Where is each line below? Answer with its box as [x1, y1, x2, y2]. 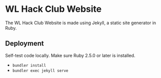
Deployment [5, 39, 44, 48]
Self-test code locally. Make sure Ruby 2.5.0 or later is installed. [5, 52, 136, 58]
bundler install [12, 63, 46, 68]
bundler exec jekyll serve [12, 68, 69, 73]
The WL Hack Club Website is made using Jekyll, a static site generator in [5, 20, 157, 26]
